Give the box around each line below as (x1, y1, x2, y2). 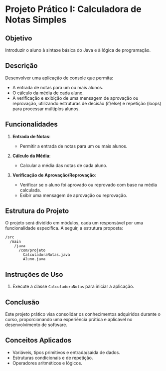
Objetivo (5, 34, 32, 42)
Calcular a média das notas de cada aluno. (19, 162, 108, 168)
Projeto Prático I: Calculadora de (5, 3, 142, 15)
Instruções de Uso (5, 270, 63, 279)
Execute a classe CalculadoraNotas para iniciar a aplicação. (12, 283, 135, 290)
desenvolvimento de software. (5, 322, 68, 328)
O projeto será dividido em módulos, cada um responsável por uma (5, 220, 144, 226)
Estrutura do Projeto (5, 207, 69, 215)
